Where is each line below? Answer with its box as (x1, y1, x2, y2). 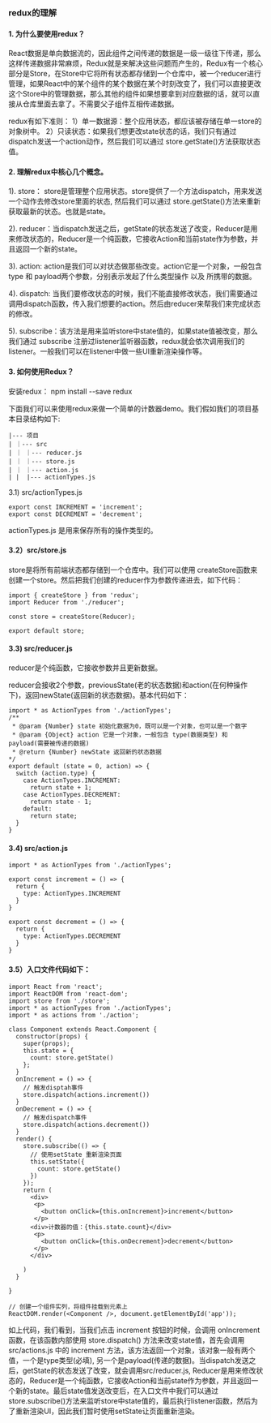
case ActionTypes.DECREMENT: (23, 790, 121, 798)
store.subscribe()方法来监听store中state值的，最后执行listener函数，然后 (8, 1396, 252, 1406)
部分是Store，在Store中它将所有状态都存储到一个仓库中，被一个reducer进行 (8, 69, 261, 79)
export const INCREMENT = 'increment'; (8, 503, 143, 511)
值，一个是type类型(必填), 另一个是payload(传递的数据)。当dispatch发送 (8, 1356, 249, 1365)
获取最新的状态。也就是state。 (8, 207, 111, 217)
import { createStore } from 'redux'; (8, 591, 139, 600)
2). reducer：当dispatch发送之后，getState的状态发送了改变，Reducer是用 (8, 224, 258, 234)
